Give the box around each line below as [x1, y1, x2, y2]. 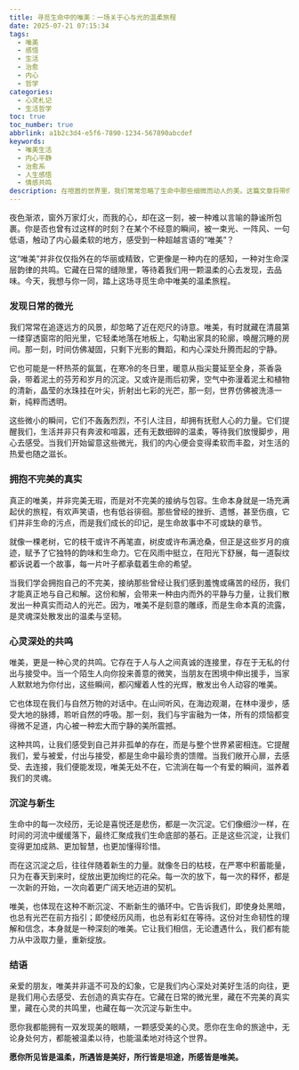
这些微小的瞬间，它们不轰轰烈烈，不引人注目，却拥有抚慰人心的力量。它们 [9, 415, 282, 426]
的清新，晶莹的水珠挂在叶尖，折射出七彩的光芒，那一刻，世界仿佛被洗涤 [9, 385, 274, 396]
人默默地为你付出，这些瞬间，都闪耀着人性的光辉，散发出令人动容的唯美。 [9, 679, 282, 689]
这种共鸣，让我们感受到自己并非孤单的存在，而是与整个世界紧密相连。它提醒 [9, 739, 290, 750]
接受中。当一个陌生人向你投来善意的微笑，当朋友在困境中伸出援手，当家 [24, 668, 290, 679]
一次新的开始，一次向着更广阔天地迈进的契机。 [9, 882, 181, 893]
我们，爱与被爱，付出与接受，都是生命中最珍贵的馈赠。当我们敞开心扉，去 [9, 750, 282, 760]
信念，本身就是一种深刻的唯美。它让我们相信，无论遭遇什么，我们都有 [24, 923, 282, 934]
